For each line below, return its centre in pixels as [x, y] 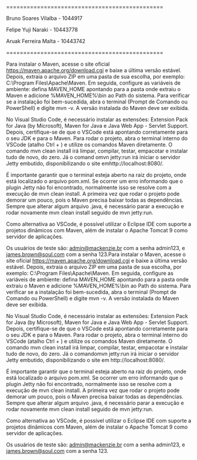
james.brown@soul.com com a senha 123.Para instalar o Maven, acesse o [96, 254]
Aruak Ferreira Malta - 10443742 [46, 41]
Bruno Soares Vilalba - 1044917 [44, 18]
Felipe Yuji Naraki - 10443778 [42, 30]
